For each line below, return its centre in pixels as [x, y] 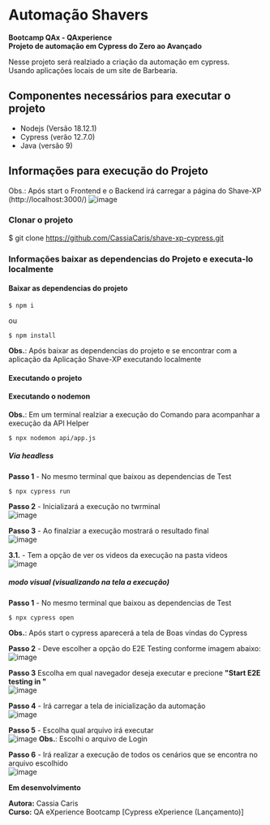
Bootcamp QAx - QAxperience [60, 37]
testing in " [28, 681]
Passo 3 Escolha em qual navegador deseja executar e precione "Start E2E [135, 672]
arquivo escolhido [39, 763]
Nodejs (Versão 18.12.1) [58, 128]
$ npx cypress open [41, 618]
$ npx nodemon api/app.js [52, 438]
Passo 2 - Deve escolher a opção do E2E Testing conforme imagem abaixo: [135, 648]
